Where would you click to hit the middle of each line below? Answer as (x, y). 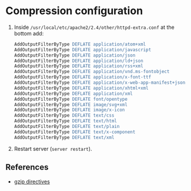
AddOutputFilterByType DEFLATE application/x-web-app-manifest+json (100, 83)
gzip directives (32, 182)
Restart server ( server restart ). (53, 149)
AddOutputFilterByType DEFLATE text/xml (64, 137)
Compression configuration (74, 11)
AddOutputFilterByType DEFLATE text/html (65, 121)
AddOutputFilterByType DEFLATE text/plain (67, 127)
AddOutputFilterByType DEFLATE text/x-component (75, 132)
